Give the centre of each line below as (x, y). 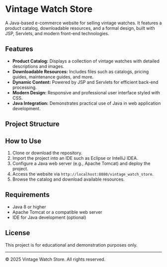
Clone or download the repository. (47, 153)
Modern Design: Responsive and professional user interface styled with (86, 92)
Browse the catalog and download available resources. (69, 179)
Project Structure (32, 124)
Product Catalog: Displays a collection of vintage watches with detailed (86, 61)
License (18, 233)
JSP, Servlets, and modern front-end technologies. (57, 33)
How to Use (23, 141)
